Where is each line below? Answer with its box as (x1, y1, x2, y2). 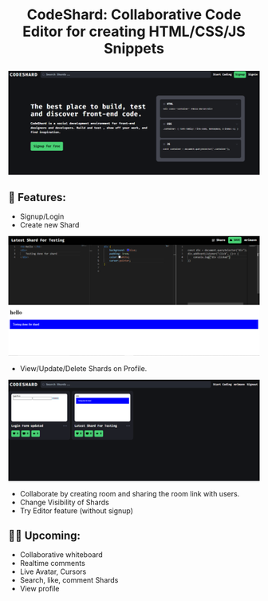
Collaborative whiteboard (19, 550, 104, 559)
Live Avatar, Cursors (19, 567, 87, 576)
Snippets (103, 40, 165, 57)
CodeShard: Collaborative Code (26, 6, 242, 24)
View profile (19, 584, 60, 594)
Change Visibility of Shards (19, 497, 109, 507)
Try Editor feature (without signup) (19, 505, 134, 516)
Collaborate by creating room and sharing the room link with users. (19, 488, 240, 498)
